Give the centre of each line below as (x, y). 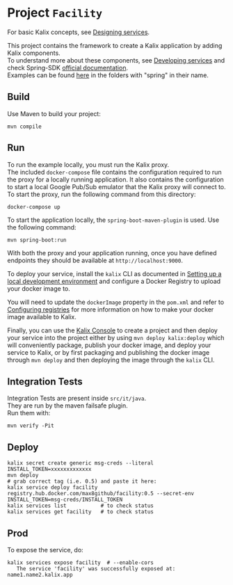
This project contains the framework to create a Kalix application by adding (115, 45)
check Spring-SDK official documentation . (68, 67)
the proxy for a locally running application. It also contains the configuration (115, 179)
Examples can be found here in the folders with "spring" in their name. (108, 75)
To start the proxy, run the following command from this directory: (102, 194)
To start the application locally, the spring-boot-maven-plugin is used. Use (113, 220)
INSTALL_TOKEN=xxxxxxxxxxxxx (49, 470)
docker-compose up (34, 207)
